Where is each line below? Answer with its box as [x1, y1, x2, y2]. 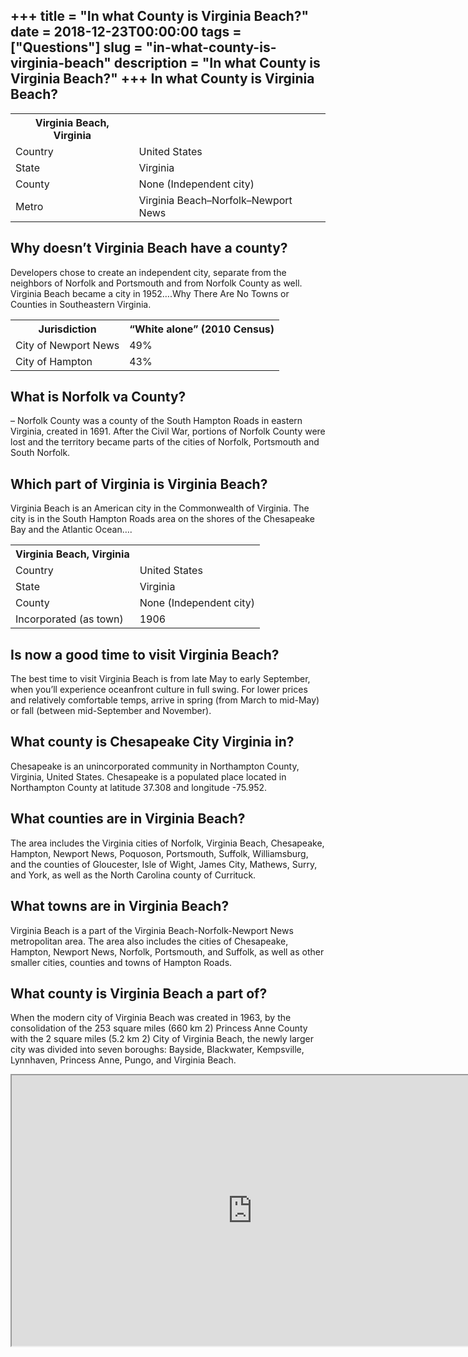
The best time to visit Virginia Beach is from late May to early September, [10, 673, 311, 685]
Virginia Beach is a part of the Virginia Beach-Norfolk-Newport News [10, 924, 294, 936]
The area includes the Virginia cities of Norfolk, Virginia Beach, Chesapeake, [10, 837, 325, 849]
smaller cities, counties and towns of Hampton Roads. [10, 956, 233, 968]
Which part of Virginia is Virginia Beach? [10, 475, 268, 493]
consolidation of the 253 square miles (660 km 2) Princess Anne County [10, 1022, 308, 1034]
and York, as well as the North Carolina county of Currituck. [10, 869, 257, 881]
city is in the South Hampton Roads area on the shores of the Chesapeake [10, 513, 315, 525]
